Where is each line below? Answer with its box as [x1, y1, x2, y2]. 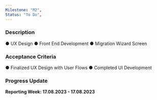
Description [5, 29, 35, 36]
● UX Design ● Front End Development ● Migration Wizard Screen [5, 40, 147, 46]
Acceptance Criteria [5, 53, 56, 60]
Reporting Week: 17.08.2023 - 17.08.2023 [5, 89, 95, 95]
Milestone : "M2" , [5, 7, 42, 13]
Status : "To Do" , [5, 12, 42, 17]
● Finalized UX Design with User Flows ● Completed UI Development [5, 64, 152, 71]
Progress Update [5, 77, 48, 84]
